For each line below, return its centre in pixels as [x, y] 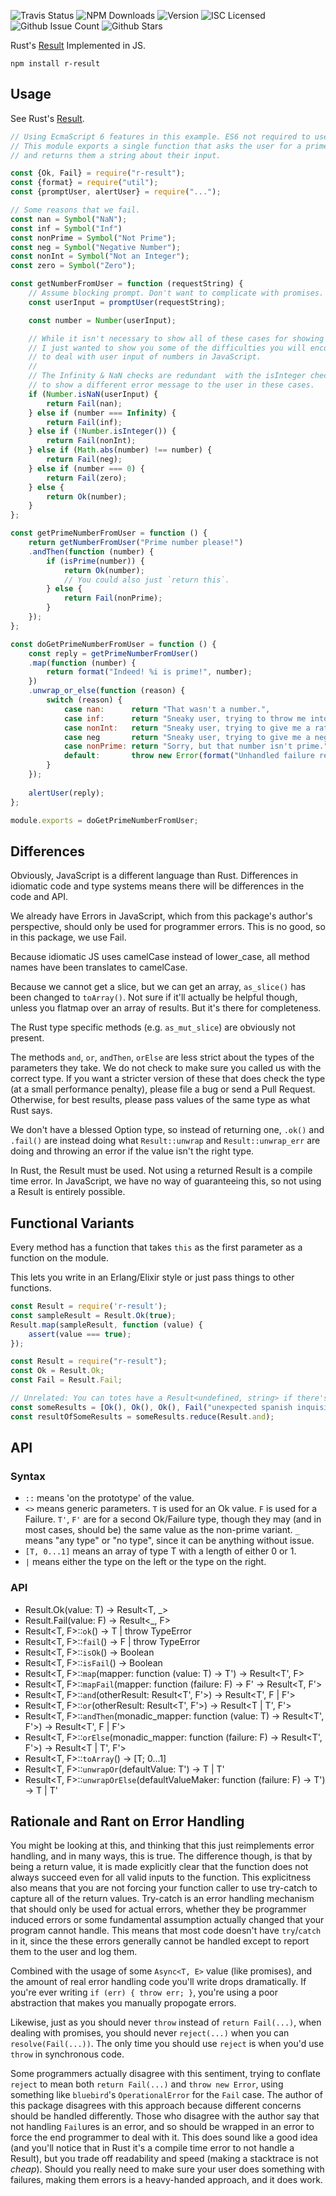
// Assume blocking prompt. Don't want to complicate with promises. [176, 293]
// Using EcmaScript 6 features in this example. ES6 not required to [160, 136]
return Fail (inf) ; [84, 422]
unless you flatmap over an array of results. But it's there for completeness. [166, 1008]
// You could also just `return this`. [146, 580]
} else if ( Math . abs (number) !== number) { [120, 450]
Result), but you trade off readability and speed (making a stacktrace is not [164, 2159]
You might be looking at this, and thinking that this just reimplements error [162, 1846]
